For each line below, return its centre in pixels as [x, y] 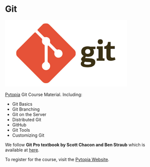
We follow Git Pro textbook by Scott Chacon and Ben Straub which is [75, 145]
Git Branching [26, 109]
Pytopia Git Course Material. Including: [44, 95]
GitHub [19, 125]
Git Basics [22, 104]
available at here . [22, 150]
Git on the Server [29, 115]
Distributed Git [27, 120]
